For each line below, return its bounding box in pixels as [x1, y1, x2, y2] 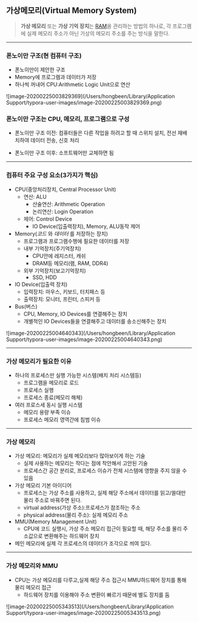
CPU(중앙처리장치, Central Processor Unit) [14, 186, 117, 193]
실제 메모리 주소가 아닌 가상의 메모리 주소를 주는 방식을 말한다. [27, 30, 170, 37]
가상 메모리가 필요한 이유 [6, 357, 72, 365]
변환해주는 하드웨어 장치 [44, 533, 100, 540]
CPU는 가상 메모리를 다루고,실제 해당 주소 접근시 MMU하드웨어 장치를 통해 [14, 576, 187, 584]
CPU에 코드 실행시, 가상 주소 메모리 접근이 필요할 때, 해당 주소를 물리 [23, 525, 182, 532]
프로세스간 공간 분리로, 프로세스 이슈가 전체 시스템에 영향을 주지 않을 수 [23, 467, 187, 474]
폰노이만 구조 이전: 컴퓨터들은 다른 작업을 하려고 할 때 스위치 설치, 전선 [14, 129, 177, 137]
